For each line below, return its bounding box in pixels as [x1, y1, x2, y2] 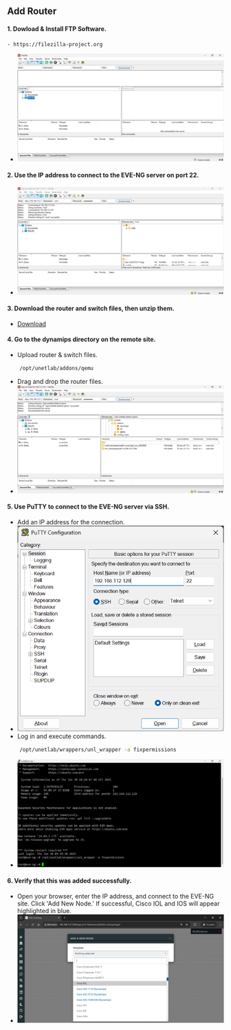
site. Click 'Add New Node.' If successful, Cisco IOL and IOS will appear [16, 899, 220, 908]
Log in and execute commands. [16, 732, 107, 740]
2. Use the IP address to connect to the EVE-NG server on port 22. [7, 171, 199, 179]
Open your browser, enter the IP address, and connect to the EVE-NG [16, 892, 214, 900]
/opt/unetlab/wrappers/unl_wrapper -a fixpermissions [19, 746, 177, 753]
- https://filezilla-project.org [7, 41, 103, 47]
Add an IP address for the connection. [16, 517, 125, 526]
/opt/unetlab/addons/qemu [19, 365, 94, 372]
